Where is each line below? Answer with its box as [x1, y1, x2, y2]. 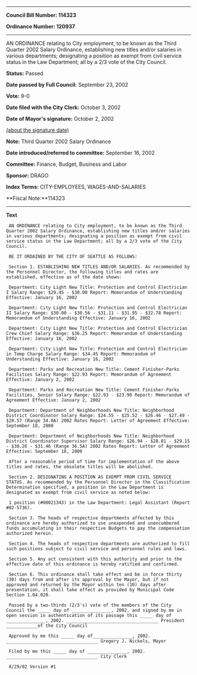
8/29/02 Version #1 [8, 664, 57, 670]
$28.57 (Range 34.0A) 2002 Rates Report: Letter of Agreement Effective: [6, 418, 191, 424]
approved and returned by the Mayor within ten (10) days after [6, 582, 167, 588]
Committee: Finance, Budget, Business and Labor [6, 161, 127, 168]
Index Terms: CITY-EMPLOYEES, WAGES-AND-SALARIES [6, 183, 146, 190]
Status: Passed [6, 70, 44, 77]
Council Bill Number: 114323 [6, 12, 76, 18]
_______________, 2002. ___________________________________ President [6, 618, 185, 623]
